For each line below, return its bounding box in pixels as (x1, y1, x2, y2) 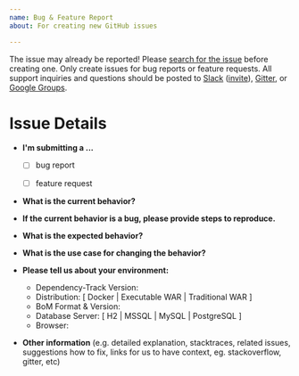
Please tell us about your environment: (21, 265, 170, 275)
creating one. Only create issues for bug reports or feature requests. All (9, 63, 272, 74)
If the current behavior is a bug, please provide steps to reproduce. (21, 213, 276, 224)
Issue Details (9, 113, 107, 134)
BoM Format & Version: (35, 300, 120, 312)
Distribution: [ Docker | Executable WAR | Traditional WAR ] (35, 291, 253, 302)
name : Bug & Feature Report (9, 12, 114, 22)
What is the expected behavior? (21, 230, 144, 241)
